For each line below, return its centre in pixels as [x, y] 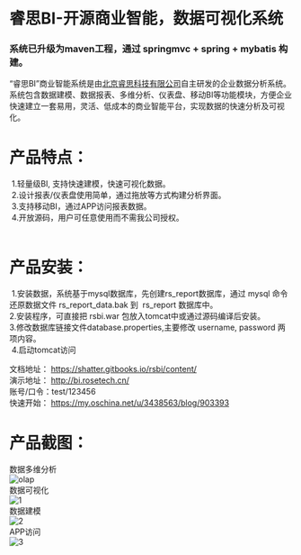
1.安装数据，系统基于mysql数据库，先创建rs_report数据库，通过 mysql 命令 [150, 294]
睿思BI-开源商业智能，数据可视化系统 [146, 18]
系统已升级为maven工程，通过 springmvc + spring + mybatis [143, 49]
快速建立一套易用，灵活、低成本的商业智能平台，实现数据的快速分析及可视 [147, 106]
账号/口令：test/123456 [53, 392]
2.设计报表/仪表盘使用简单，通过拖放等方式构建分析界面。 [119, 196]
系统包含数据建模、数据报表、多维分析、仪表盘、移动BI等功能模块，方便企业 [150, 95]
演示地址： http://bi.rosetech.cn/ [70, 380]
